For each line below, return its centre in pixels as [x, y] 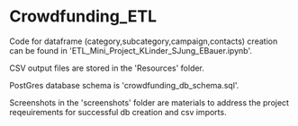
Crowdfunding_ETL [83, 17]
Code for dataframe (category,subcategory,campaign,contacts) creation [144, 41]
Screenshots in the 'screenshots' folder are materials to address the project [149, 102]
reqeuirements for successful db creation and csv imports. [118, 112]
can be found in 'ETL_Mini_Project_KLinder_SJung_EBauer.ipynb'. [131, 50]
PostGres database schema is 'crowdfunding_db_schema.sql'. [124, 85]
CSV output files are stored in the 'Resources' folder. [107, 68]
